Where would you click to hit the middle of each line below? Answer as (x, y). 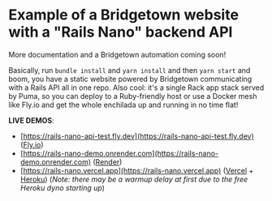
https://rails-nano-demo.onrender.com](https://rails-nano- (121, 153)
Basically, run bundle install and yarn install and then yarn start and (130, 70)
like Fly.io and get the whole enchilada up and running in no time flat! (123, 105)
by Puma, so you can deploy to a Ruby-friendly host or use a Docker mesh (133, 96)
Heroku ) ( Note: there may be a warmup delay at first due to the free (134, 179)
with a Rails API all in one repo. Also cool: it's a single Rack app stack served (136, 88)
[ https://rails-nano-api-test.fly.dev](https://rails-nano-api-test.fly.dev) (137, 136)
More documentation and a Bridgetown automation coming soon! (117, 54)
